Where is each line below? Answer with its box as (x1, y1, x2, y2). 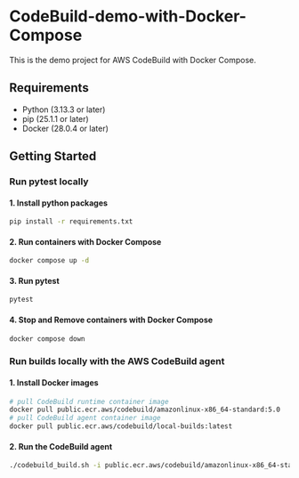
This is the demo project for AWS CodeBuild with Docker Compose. (9, 54, 256, 65)
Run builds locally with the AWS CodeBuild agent (9, 355, 225, 368)
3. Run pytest (9, 275, 60, 286)
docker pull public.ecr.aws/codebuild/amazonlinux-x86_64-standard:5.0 (9, 405, 280, 415)
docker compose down (9, 334, 86, 344)
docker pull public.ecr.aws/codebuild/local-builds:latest (9, 422, 233, 431)
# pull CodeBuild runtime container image (9, 397, 169, 406)
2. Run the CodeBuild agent (9, 441, 113, 451)
